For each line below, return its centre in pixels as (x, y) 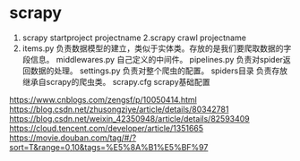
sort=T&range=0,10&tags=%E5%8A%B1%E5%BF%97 (109, 147)
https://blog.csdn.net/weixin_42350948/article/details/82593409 (130, 118)
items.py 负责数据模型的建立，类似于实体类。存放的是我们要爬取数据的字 (157, 48)
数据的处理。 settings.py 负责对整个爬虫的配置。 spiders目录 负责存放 (159, 71)
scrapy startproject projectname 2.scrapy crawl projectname (134, 38)
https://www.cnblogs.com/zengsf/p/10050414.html (103, 99)
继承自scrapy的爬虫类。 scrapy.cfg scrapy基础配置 (116, 81)
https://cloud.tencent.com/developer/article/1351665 (107, 128)
